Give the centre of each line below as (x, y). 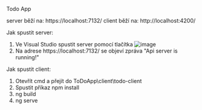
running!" (27, 57)
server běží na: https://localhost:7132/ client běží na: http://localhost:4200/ (101, 20)
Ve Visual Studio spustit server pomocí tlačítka (74, 44)
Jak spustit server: (30, 32)
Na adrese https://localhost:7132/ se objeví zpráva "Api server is (96, 51)
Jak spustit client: (29, 69)
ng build (25, 94)
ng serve (26, 101)
